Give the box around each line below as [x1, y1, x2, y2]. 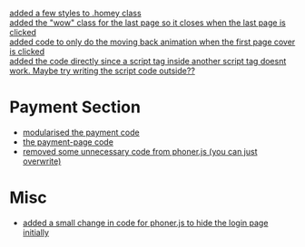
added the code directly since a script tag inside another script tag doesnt [9, 56, 287, 66]
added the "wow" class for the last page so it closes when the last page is [9, 17, 286, 28]
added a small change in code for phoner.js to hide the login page [22, 217, 269, 228]
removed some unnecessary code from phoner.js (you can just [22, 146, 258, 157]
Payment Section [9, 97, 141, 118]
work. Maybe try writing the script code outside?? [9, 65, 195, 76]
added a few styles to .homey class [9, 8, 143, 18]
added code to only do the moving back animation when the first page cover [9, 36, 296, 47]
